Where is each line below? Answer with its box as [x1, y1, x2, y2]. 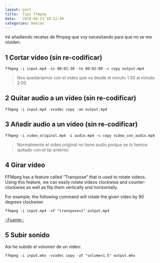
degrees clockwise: [5, 199, 44, 205]
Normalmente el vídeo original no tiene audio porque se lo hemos [16, 142, 148, 148]
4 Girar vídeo [5, 161, 45, 169]
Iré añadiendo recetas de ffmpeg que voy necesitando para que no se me [5, 34, 152, 40]
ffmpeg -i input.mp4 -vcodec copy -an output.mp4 [5, 107, 108, 112]
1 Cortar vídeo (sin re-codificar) [5, 53, 103, 61]
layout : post [5, 7, 32, 12]
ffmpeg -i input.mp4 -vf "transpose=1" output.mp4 [5, 208, 110, 213]
